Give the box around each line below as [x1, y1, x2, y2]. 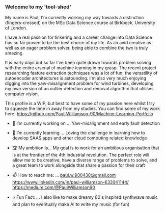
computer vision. [5, 91, 39, 97]
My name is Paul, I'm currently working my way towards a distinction [5, 15, 144, 21]
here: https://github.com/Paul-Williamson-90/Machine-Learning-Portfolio [5, 111, 154, 117]
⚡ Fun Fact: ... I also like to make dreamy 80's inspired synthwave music [12, 194, 158, 200]
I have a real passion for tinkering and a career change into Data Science [5, 34, 152, 40]
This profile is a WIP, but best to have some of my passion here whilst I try [5, 101, 155, 106]
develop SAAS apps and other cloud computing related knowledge [12, 135, 147, 141]
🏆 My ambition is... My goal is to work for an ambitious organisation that [12, 145, 160, 151]
